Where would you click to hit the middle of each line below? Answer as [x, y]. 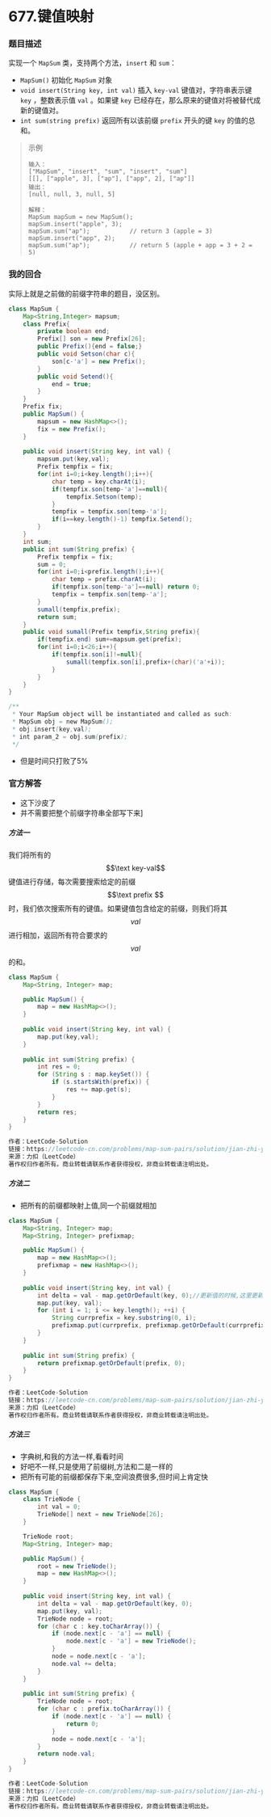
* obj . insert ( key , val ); [52, 729]
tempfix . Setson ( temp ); [104, 497]
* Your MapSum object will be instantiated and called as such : [122, 715]
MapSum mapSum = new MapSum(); [81, 217]
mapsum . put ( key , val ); [74, 459]
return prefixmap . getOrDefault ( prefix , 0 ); [111, 1363]
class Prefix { [46, 324]
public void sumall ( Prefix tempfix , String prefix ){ [111, 632]
